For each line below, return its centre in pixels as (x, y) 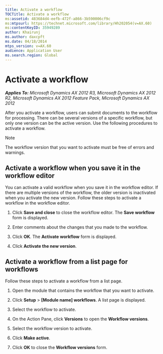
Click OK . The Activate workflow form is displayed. (64, 237)
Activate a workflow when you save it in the (73, 168)
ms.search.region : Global (31, 55)
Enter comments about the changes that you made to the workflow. (80, 227)
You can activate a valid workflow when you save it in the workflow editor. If (81, 188)
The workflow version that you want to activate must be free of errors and (80, 147)
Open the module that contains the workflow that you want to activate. (83, 290)
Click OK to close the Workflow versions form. (60, 347)
